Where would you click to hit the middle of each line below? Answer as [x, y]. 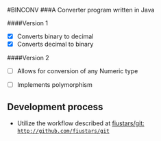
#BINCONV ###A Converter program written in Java [81, 10]
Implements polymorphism [54, 85]
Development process [55, 106]
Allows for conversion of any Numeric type [77, 71]
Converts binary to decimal [55, 36]
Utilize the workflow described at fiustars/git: [81, 123]
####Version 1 [27, 23]
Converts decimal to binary [55, 44]
